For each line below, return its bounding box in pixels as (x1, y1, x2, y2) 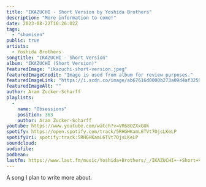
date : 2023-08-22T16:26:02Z (6, 20, 78, 26)
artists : (6, 44, 29, 50)
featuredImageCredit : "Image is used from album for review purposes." (6, 72, 193, 78)
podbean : (6, 151, 29, 158)
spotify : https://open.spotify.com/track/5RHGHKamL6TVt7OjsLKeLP (6, 129, 177, 135)
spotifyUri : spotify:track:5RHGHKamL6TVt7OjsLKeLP (6, 134, 139, 141)
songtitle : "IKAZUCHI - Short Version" (6, 55, 109, 61)
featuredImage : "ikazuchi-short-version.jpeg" (6, 66, 128, 72)
